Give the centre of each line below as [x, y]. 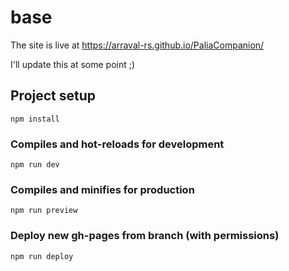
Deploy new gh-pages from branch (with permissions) [145, 236]
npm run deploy [42, 256]
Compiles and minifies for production [102, 189]
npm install [35, 119]
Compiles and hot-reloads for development [117, 144]
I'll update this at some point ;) [73, 64]
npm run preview [44, 211]
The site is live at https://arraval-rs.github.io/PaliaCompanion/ [137, 45]
